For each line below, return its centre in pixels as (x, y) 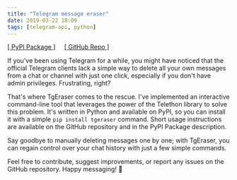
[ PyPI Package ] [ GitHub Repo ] (58, 47)
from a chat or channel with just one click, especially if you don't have (109, 76)
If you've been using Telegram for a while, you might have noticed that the (116, 61)
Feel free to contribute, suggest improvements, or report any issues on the (116, 162)
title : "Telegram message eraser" (58, 14)
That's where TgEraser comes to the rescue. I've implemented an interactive (118, 97)
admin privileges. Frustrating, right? (59, 83)
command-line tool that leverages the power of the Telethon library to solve (117, 104)
